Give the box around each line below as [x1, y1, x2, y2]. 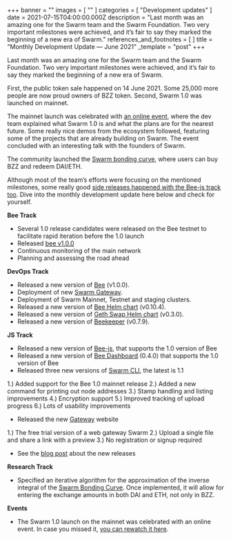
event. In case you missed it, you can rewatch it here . [17, 525, 169, 533]
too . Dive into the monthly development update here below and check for [7, 190, 215, 198]
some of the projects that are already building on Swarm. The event [7, 134, 199, 142]
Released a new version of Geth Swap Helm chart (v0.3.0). [17, 310, 184, 318]
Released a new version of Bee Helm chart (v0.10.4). [17, 303, 167, 310]
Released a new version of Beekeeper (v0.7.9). [17, 317, 150, 326]
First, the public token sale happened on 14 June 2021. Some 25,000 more [7, 84, 219, 92]
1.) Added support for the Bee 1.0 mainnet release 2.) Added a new [7, 380, 197, 388]
